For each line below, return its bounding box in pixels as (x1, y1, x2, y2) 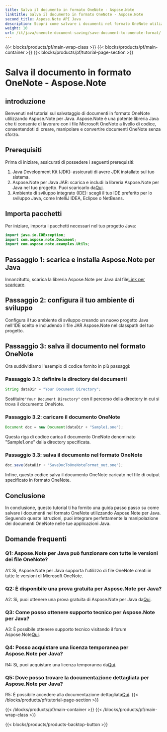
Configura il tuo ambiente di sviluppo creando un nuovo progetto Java (5, 317, 149, 323)
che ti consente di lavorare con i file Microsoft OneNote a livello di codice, (5, 121, 157, 127)
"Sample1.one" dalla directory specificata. (5, 439, 91, 445)
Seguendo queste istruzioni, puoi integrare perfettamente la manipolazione (5, 516, 159, 522)
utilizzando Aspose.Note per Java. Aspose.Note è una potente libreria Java (5, 115, 159, 121)
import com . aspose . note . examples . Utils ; (5, 242, 90, 247)
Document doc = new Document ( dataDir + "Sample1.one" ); (5, 425, 123, 430)
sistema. (12, 174, 30, 180)
